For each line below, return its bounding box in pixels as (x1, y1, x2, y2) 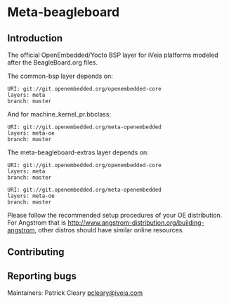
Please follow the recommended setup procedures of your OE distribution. (7, 211, 223, 219)
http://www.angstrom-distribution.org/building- (67, 218, 204, 227)
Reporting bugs (7, 270, 77, 282)
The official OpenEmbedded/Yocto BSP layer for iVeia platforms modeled (7, 51, 219, 59)
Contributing (7, 246, 65, 258)
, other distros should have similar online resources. (34, 226, 185, 234)
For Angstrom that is (7, 218, 67, 227)
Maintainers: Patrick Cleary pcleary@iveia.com (7, 289, 143, 297)
